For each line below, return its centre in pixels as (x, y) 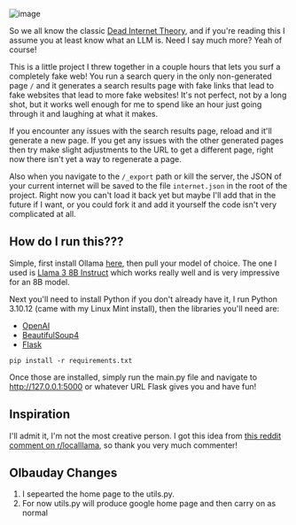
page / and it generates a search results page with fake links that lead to (142, 85)
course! (23, 50)
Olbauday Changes (63, 473)
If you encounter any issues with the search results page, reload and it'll (140, 131)
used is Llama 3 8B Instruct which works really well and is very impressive (144, 272)
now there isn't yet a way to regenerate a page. (95, 159)
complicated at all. (43, 214)
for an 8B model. (40, 282)
